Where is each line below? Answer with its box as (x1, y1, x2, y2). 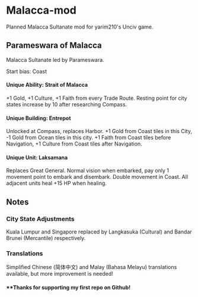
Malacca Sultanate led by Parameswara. (6, 56, 105, 63)
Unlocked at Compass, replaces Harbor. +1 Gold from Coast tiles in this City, (6, 128, 193, 135)
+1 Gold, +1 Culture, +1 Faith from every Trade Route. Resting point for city (6, 94, 188, 102)
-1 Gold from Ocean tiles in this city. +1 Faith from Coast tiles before (6, 134, 171, 141)
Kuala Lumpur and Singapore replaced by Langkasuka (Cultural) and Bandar (6, 228, 193, 235)
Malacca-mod (6, 4, 77, 17)
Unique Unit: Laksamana (6, 154, 68, 161)
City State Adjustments (6, 214, 75, 223)
